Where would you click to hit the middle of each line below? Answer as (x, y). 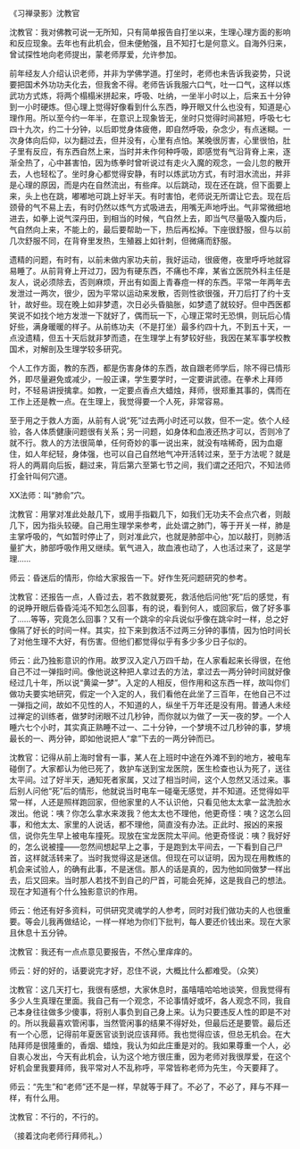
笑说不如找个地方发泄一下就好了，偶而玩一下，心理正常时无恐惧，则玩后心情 (150, 316)
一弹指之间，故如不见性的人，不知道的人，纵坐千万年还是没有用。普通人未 (146, 705)
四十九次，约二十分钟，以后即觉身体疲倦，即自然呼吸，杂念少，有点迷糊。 (146, 129)
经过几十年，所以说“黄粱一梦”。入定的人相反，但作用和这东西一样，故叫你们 (150, 683)
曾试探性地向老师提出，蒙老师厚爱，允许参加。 (95, 54)
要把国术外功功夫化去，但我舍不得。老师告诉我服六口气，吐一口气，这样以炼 (150, 84)
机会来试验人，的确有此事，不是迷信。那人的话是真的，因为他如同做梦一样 (146, 869)
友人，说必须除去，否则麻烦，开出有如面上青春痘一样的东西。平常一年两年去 (150, 282)
